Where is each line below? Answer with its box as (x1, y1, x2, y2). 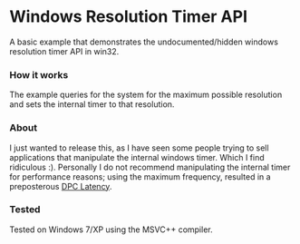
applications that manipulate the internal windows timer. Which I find (9, 151, 265, 162)
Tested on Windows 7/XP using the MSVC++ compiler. (9, 224, 213, 235)
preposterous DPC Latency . (9, 181, 112, 191)
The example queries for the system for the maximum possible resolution (9, 89, 283, 101)
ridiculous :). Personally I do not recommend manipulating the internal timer (9, 161, 291, 172)
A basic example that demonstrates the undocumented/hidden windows (9, 36, 279, 47)
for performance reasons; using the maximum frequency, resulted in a (9, 171, 271, 182)
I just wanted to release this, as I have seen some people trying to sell (9, 142, 269, 153)
